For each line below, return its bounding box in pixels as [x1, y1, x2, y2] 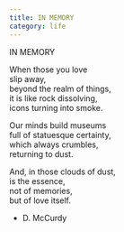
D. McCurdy [22, 212, 67, 223]
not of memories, [9, 185, 74, 196]
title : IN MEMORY [9, 13, 75, 23]
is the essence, [9, 175, 66, 186]
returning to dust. [9, 148, 74, 159]
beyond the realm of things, [9, 83, 112, 94]
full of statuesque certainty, [9, 129, 111, 140]
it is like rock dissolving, [9, 92, 98, 104]
